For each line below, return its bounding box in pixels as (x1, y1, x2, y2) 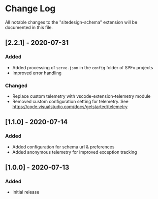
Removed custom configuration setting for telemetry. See (12, 98, 129, 104)
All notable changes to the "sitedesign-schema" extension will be (5, 19, 138, 25)
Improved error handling (12, 70, 62, 76)
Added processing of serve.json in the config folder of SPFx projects (12, 64, 154, 70)
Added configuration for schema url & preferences (12, 143, 115, 150)
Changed (5, 82, 28, 89)
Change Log (5, 3, 56, 14)
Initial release (12, 189, 39, 195)
